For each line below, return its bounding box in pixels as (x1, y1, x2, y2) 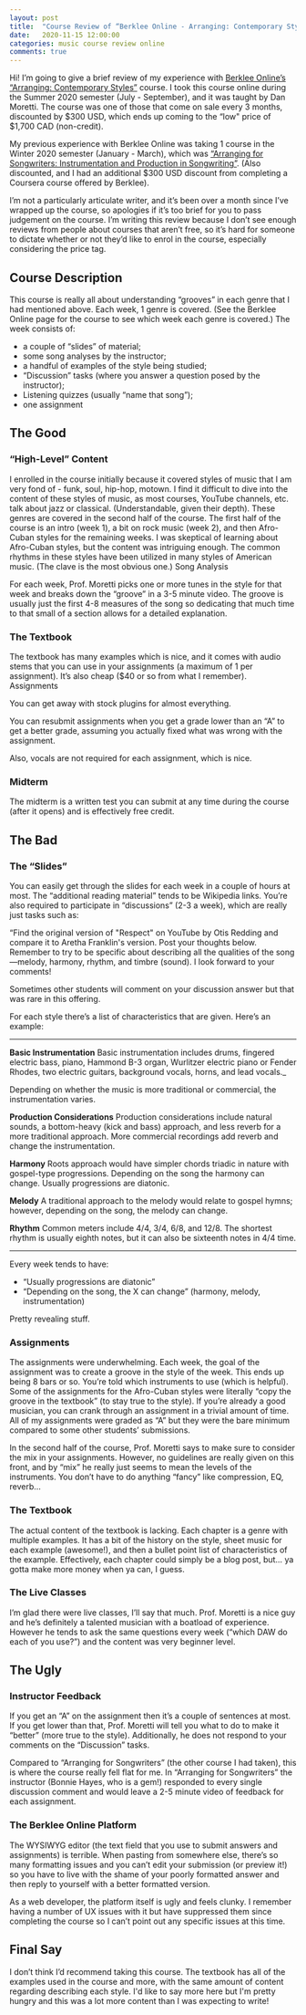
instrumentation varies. (9, 1093, 97, 1104)
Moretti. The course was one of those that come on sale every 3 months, (9, 101, 283, 112)
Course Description (9, 270, 123, 286)
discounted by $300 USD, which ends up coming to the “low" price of (9, 111, 271, 122)
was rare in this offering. (9, 993, 101, 1004)
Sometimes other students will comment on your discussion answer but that (9, 983, 294, 995)
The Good (9, 425, 66, 441)
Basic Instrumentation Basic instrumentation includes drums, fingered (9, 1047, 275, 1058)
